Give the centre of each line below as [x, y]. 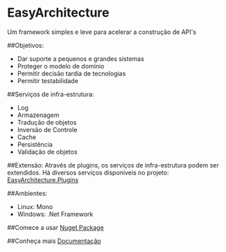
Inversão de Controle [47, 129]
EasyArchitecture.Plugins [43, 180]
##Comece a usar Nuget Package [55, 227]
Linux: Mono [35, 206]
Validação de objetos [47, 152]
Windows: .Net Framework [55, 214]
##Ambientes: [27, 193]
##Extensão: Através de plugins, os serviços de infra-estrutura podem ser [113, 165]
